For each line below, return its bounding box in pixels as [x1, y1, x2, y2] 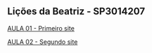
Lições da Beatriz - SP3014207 [7, 6, 146, 17]
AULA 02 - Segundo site [7, 38, 78, 46]
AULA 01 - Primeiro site [7, 24, 75, 32]
